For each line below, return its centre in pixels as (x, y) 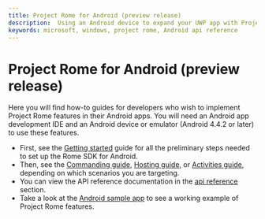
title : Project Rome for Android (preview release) (95, 15)
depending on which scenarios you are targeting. (99, 173)
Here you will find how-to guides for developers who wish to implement (124, 108)
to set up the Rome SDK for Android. (78, 156)
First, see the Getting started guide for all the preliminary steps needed (135, 148)
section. (33, 190)
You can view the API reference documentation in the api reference (129, 181)
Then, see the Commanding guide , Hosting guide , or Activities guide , (132, 165)
